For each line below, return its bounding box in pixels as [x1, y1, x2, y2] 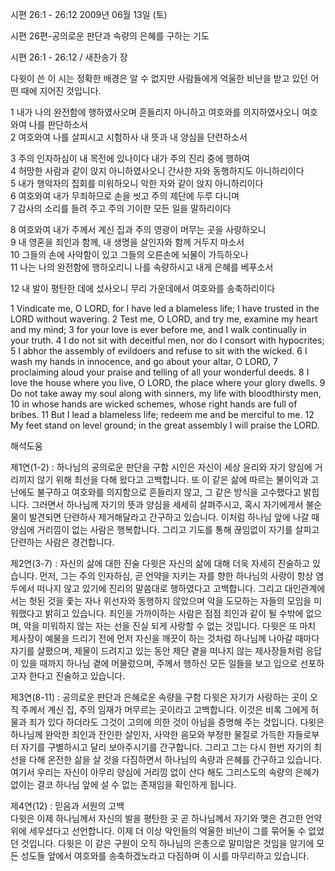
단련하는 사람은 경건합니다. [10, 536, 115, 548]
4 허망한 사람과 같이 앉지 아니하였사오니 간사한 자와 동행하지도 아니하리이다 [10, 165, 305, 177]
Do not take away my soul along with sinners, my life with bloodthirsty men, [10, 388, 322, 399]
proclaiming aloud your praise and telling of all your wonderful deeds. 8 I [10, 366, 310, 378]
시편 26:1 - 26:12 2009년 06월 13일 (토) [10, 9, 168, 20]
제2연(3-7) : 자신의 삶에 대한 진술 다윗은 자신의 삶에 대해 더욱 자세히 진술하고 [10, 558, 311, 569]
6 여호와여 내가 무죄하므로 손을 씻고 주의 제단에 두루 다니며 [10, 190, 240, 202]
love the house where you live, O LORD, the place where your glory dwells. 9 [10, 377, 326, 388]
